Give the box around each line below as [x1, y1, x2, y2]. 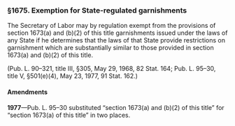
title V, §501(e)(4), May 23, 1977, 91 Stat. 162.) [7, 72, 138, 80]
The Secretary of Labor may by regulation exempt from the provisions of [7, 22, 216, 30]
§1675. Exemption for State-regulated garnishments [7, 6, 187, 15]
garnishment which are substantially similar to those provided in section [7, 44, 215, 52]
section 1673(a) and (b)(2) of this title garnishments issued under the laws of [7, 29, 228, 37]
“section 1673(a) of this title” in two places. [7, 111, 131, 119]
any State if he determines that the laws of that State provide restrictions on [7, 36, 226, 45]
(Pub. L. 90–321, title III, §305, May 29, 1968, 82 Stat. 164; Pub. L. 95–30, [7, 65, 216, 73]
